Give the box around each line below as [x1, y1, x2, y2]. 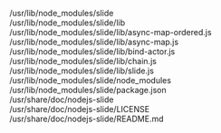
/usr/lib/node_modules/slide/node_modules [9, 75, 172, 85]
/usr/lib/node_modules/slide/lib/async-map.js [9, 36, 179, 47]
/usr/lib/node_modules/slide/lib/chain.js [9, 56, 157, 66]
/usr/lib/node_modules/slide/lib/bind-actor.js [9, 46, 176, 57]
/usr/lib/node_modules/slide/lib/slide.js [9, 65, 154, 76]
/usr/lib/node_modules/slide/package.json [9, 85, 167, 95]
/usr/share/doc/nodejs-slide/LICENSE [9, 104, 150, 114]
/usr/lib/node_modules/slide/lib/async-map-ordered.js [9, 27, 212, 37]
